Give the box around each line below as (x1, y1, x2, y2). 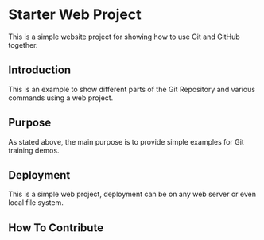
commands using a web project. (8, 93, 114, 103)
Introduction (8, 64, 72, 77)
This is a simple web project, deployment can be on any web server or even (8, 189, 257, 199)
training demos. (8, 145, 60, 155)
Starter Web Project (8, 6, 142, 24)
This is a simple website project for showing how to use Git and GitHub (8, 32, 240, 41)
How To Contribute (8, 221, 104, 234)
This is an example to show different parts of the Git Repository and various (8, 84, 256, 94)
